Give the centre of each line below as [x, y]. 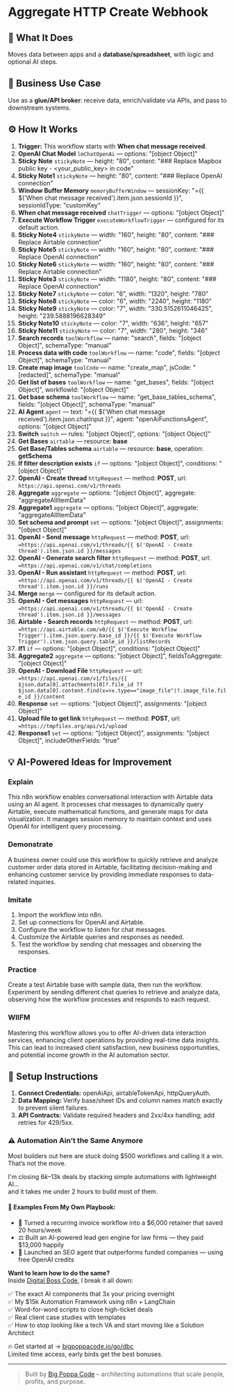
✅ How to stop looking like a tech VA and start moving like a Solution [106, 1325]
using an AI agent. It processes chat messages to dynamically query [106, 804]
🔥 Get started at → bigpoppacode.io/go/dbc [71, 1346]
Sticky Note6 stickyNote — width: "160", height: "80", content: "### [116, 264]
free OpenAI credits [46, 1259]
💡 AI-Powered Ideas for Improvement [90, 762]
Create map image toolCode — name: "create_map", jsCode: [105, 367]
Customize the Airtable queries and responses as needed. [101, 937]
